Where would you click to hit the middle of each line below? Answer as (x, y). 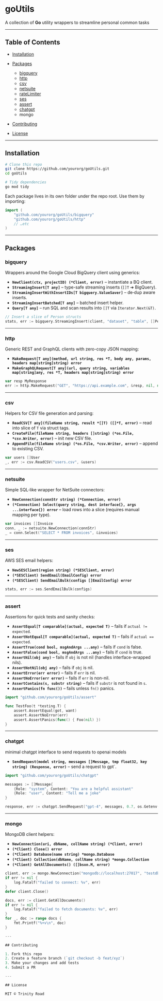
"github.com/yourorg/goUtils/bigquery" (54, 215)
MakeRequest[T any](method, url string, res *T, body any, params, (81, 359)
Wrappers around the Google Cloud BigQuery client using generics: (73, 272)
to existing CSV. (28, 449)
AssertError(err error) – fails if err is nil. (54, 673)
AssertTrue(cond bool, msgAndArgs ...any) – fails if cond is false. (77, 647)
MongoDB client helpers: (30, 834)
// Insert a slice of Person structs (43, 317)
